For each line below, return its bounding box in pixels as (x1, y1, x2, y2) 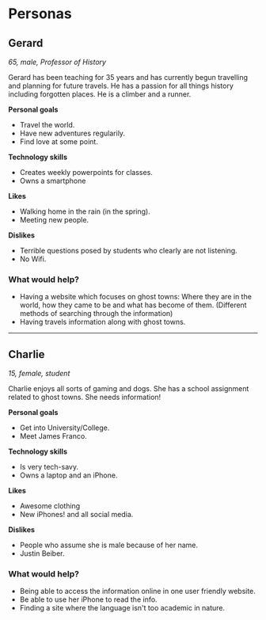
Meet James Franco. (19, 432, 87, 441)
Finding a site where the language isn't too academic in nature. (19, 603, 226, 613)
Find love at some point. (19, 137, 99, 146)
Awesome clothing (19, 501, 81, 511)
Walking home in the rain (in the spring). (19, 207, 150, 216)
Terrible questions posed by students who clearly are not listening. (19, 246, 237, 255)
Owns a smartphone (19, 176, 86, 185)
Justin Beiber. (19, 549, 65, 558)
